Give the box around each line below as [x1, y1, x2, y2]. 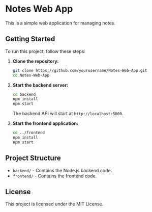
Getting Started [5, 35, 55, 43]
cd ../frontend [12, 130, 45, 136]
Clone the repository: [12, 58, 59, 64]
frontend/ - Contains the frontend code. [12, 173, 97, 179]
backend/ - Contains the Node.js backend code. [12, 167, 112, 173]
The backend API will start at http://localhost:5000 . [12, 111, 124, 117]
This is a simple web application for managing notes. [5, 20, 115, 26]
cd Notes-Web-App [12, 72, 50, 78]
